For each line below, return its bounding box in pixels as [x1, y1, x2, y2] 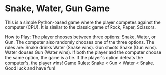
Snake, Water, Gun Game [5, 3, 110, 14]
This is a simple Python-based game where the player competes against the [5, 19, 161, 25]
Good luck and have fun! [5, 65, 55, 71]
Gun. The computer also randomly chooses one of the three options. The [5, 39, 155, 45]
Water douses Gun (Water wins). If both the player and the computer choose [5, 50, 161, 55]
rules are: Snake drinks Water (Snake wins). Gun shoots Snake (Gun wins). [5, 44, 158, 50]
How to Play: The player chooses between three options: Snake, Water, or [5, 34, 156, 40]
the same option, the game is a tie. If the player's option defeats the [5, 54, 143, 60]
